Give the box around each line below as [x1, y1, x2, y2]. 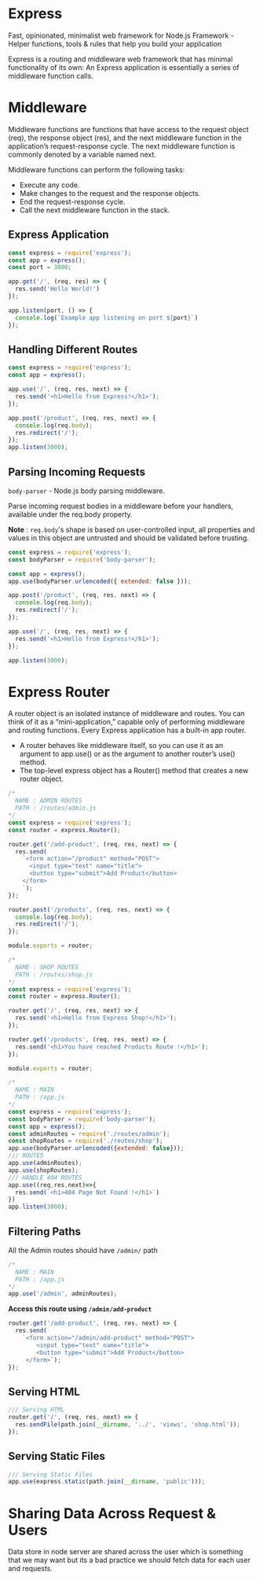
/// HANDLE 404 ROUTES [8, 1174, 82, 1181]
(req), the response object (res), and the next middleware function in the [8, 133, 242, 142]
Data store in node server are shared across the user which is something [8, 1547, 243, 1557]
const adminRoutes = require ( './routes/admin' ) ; [8, 1130, 170, 1137]
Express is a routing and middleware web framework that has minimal [8, 54, 233, 64]
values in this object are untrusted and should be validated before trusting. [8, 533, 250, 543]
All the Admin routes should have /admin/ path [8, 1245, 159, 1255]
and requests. [8, 1564, 53, 1573]
